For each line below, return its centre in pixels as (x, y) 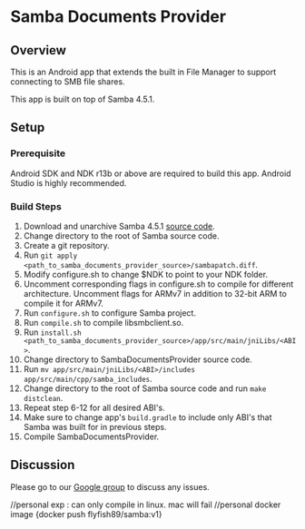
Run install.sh (52, 332)
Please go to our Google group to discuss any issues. (110, 486)
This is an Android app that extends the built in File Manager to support (143, 72)
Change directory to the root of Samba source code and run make (145, 388)
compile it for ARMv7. (63, 303)
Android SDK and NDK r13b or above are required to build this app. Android (151, 173)
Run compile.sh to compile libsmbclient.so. (103, 322)
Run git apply (50, 255)
